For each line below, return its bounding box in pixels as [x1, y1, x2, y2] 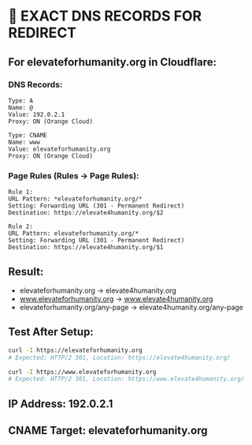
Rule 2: [8, 222, 34, 231]
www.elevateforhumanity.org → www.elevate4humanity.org [19, 294, 213, 303]
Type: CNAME [8, 131, 47, 139]
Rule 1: [8, 189, 34, 196]
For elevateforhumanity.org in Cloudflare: [8, 55, 217, 69]
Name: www [8, 138, 41, 146]
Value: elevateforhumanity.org [8, 145, 111, 153]
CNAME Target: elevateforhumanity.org [8, 424, 208, 437]
